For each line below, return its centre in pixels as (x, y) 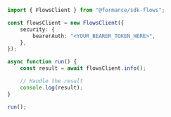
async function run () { (42, 62)
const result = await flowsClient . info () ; (83, 68)
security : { (37, 29)
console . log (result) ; (51, 87)
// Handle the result (51, 81)
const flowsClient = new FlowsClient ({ (66, 23)
